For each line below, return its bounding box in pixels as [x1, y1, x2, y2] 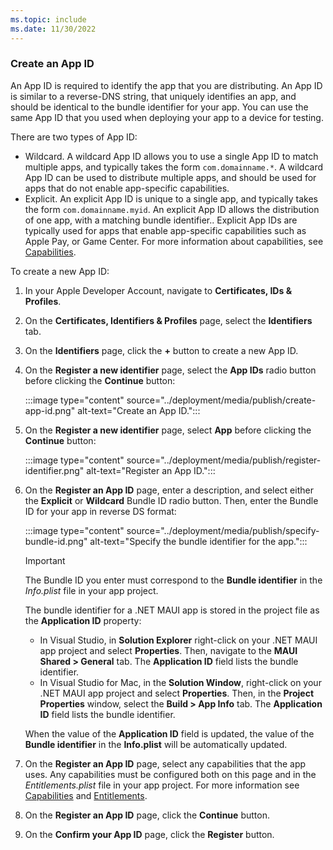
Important [24, 554, 66, 566]
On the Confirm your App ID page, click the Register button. [24, 828, 275, 840]
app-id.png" [24, 404, 76, 416]
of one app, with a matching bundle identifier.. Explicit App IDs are [24, 214, 298, 226]
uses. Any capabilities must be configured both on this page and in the [24, 768, 317, 780]
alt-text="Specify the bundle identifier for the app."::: [89, 535, 308, 547]
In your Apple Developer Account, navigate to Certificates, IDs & [24, 284, 293, 296]
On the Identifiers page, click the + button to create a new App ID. [24, 344, 299, 356]
